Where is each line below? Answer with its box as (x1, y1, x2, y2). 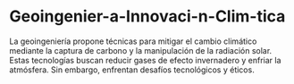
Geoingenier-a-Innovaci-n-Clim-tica (9, 6, 286, 27)
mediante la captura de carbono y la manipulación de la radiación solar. (9, 45, 273, 55)
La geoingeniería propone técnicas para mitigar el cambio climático (9, 36, 257, 46)
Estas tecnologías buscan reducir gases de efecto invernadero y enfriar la (9, 55, 281, 65)
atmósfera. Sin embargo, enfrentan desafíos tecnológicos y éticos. (9, 64, 255, 75)
